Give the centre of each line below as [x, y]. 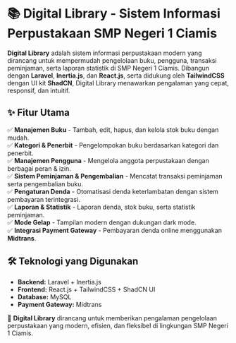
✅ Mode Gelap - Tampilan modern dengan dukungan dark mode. [102, 222]
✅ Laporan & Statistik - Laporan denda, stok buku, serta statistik [101, 207]
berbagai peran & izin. [39, 168]
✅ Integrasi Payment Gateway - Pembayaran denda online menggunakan [114, 230]
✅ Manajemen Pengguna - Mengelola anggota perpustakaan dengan [108, 160]
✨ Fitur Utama [39, 113]
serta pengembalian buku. [45, 183]
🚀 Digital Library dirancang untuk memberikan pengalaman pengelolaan [112, 318]
